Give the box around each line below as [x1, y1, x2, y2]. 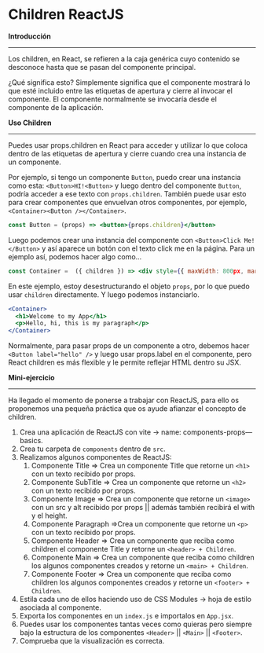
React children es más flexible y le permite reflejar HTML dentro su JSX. [8, 358, 242, 367]
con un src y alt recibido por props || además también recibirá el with [31, 503, 255, 512]
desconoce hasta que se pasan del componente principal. [8, 62, 196, 72]
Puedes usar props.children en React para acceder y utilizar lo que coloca [8, 140, 248, 150]
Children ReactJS [8, 6, 124, 24]
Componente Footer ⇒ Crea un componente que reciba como [31, 570, 232, 579]
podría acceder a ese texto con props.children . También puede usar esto [8, 189, 247, 198]
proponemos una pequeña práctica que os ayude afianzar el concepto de [8, 404, 247, 413]
